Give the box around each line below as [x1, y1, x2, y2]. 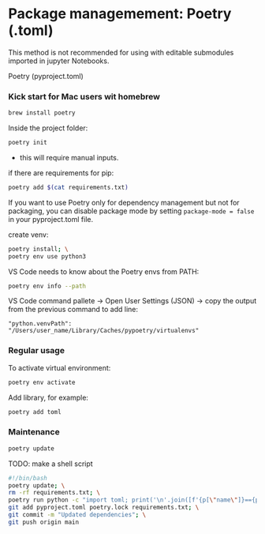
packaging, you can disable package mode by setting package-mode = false [8, 206, 255, 216]
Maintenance [8, 427, 61, 438]
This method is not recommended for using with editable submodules [8, 47, 234, 57]
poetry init [8, 139, 47, 147]
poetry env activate [8, 378, 77, 386]
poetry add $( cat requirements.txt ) [8, 183, 129, 191]
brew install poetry [8, 109, 77, 117]
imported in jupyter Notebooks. [8, 56, 110, 66]
